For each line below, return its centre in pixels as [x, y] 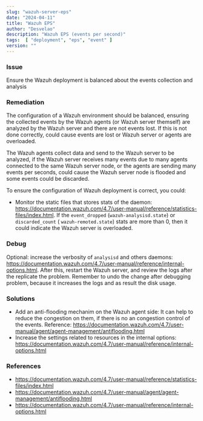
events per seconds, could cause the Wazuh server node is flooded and [96, 172]
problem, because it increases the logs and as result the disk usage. [92, 283]
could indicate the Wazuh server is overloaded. [74, 228]
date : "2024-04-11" [31, 18]
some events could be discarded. [48, 179]
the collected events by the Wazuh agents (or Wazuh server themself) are [98, 122]
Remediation [25, 103]
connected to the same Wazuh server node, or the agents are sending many [101, 166]
